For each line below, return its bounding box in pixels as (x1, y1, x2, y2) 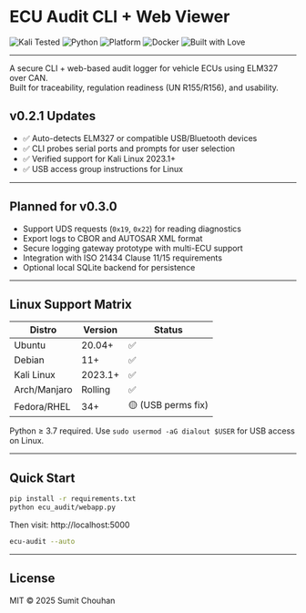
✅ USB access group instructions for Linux (22, 163, 184, 174)
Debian (14, 353, 45, 366)
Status (153, 323, 184, 336)
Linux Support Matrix (9, 296, 132, 312)
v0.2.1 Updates (9, 108, 97, 124)
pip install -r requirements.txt (9, 495, 137, 504)
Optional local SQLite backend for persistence (22, 261, 196, 272)
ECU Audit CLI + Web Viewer (9, 6, 230, 27)
